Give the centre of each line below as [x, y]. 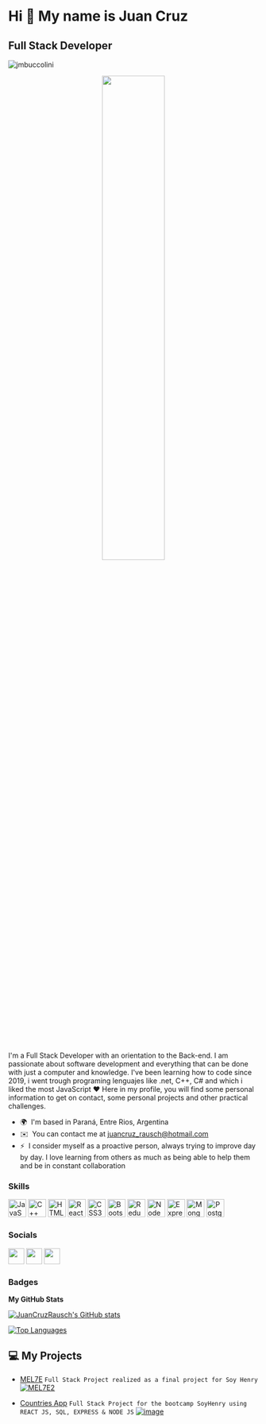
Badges [23, 1282]
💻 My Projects [45, 1356]
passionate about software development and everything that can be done [128, 1064]
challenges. [27, 1106]
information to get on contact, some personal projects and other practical [128, 1097]
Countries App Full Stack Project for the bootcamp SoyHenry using [133, 1403]
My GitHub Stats [36, 1299]
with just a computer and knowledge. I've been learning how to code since [130, 1072]
